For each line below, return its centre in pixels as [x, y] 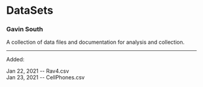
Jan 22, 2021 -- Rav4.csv [38, 71]
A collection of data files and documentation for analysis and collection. [95, 42]
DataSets [30, 10]
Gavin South [25, 29]
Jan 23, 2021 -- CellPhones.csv [46, 77]
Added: [15, 59]
